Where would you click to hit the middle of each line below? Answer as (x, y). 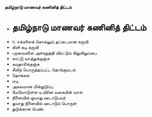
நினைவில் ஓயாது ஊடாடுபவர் (39, 98)
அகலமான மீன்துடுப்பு (32, 86)
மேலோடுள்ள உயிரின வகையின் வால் (47, 92)
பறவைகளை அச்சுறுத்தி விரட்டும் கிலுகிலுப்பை (54, 53)
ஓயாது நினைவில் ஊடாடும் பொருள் (44, 103)
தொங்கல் (21, 75)
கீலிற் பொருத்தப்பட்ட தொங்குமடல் (44, 70)
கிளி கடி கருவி (25, 47)
